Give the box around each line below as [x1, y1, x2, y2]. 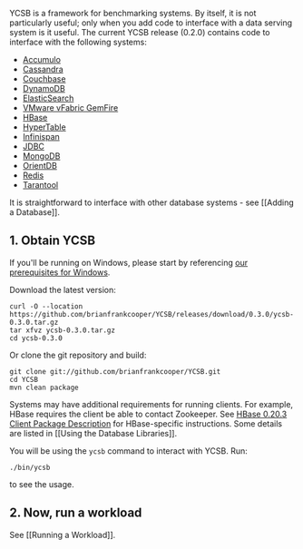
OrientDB [22, 161, 57, 171]
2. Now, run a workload [9, 505, 142, 521]
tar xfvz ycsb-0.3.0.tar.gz [9, 326, 116, 335]
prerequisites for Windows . [9, 267, 111, 278]
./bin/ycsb [9, 463, 51, 472]
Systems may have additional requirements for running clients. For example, [9, 398, 293, 409]
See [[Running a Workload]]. [9, 529, 116, 540]
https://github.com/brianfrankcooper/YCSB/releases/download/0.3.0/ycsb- [9, 309, 295, 319]
